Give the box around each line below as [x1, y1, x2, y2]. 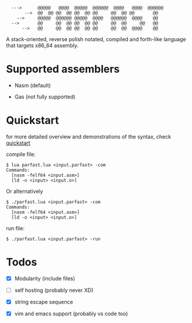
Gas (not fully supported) [14, 93, 76, 100]
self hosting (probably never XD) [14, 287, 94, 294]
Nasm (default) [14, 81, 51, 89]
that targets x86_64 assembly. [6, 42, 79, 49]
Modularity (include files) [14, 275, 76, 282]
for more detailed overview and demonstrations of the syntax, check [6, 133, 172, 140]
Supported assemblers [6, 63, 120, 76]
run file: [6, 225, 25, 232]
